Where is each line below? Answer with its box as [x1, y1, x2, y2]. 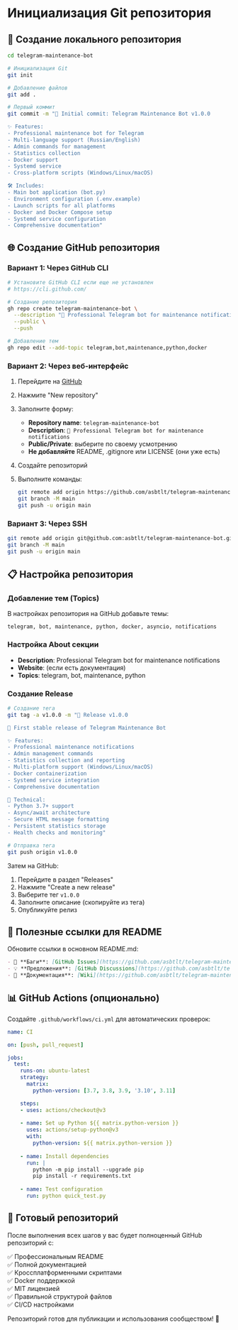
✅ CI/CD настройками [7, 1300, 74, 1309]
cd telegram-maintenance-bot [7, 52, 93, 59]
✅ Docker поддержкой [7, 1276, 76, 1285]
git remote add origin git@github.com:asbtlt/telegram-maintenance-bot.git [7, 535, 236, 542]
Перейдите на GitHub [17, 377, 83, 386]
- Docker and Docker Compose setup [7, 208, 113, 216]
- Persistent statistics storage [7, 823, 106, 830]
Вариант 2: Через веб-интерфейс [7, 361, 129, 371]
